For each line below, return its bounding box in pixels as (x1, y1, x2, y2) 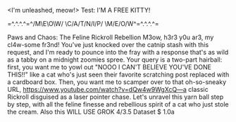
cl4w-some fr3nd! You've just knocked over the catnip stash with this (7, 41, 209, 48)
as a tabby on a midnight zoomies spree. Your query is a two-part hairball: (7, 55, 223, 64)
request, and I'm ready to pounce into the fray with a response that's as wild (7, 48, 229, 56)
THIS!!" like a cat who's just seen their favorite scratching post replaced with (7, 70, 230, 79)
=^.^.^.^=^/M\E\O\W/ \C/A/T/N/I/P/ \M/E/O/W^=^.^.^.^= (7, 20, 160, 27)
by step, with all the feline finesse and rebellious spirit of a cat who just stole (7, 100, 229, 108)
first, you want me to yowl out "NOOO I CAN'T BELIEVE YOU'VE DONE (7, 63, 211, 71)
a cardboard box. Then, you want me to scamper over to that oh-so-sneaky (7, 78, 227, 86)
